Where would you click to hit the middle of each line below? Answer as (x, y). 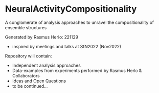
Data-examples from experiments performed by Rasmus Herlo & (77, 70)
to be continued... (30, 86)
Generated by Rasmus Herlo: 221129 (42, 37)
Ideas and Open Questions (39, 81)
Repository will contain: (29, 56)
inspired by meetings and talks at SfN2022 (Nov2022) (67, 46)
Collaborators (26, 75)
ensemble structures (26, 27)
